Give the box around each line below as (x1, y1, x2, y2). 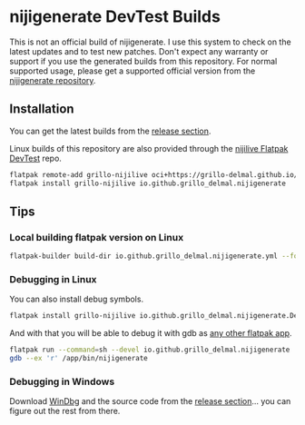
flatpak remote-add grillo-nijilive (9, 170, 148, 179)
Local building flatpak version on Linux (9, 231, 184, 243)
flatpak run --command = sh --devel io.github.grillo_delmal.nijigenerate (9, 345, 290, 355)
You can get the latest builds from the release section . (9, 125, 212, 136)
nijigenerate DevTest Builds (9, 6, 221, 27)
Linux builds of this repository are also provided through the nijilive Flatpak (9, 143, 289, 153)
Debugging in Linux (9, 272, 97, 285)
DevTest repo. (9, 153, 62, 163)
